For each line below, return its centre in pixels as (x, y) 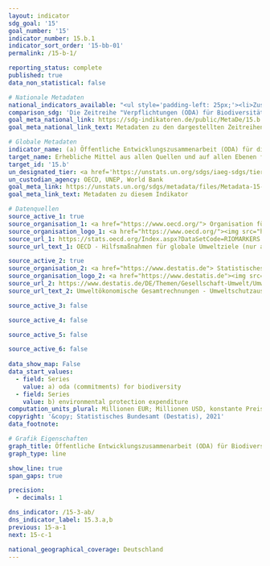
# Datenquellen (34, 209)
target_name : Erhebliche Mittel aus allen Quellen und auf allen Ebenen (133, 157)
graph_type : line (37, 454)
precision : (27, 490)
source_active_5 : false (48, 335)
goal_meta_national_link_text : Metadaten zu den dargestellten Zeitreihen (136, 127)
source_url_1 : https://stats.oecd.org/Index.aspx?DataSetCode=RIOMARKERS (135, 239)
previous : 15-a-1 (37, 527)
